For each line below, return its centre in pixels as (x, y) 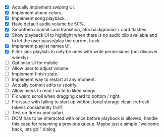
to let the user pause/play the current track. (56, 41)
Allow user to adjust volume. (41, 68)
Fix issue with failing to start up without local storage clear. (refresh (81, 102)
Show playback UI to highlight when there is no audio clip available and (84, 35)
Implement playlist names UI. (41, 46)
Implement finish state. (35, 73)
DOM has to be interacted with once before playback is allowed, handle (85, 118)
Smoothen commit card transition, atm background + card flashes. (80, 30)
